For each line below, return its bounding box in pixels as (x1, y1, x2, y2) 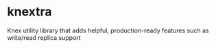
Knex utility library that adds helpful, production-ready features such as (7, 26, 209, 34)
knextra (7, 4, 52, 20)
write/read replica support (7, 33, 81, 41)
